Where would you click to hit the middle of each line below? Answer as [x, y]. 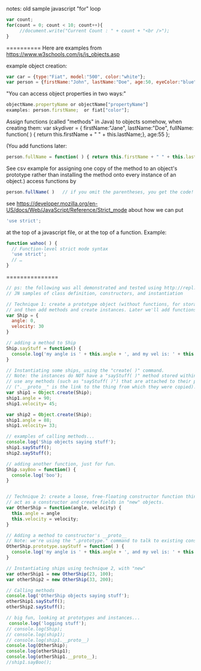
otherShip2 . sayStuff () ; [36, 607]
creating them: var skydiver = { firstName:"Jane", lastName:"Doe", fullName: [100, 128]
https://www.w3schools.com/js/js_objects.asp [63, 54]
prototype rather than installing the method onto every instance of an [91, 174]
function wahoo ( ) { [32, 243]
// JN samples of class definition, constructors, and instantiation [95, 293]
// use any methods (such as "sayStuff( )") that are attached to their [99, 382]
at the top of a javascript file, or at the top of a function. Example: [86, 232]
